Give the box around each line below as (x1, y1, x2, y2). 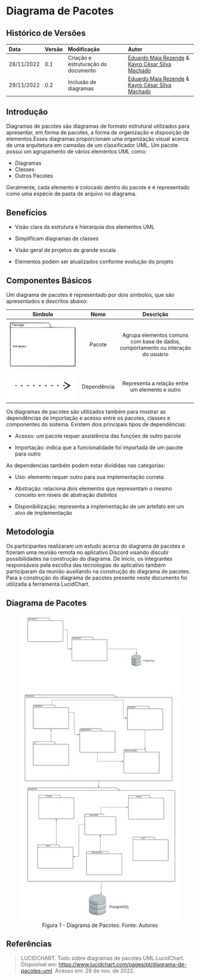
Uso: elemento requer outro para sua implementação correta (14, 474, 164, 481)
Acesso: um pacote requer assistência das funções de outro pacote (14, 432, 182, 440)
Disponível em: (20, 961, 58, 968)
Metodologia (6, 527, 55, 537)
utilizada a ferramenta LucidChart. (6, 580, 90, 588)
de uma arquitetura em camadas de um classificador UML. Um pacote (6, 142, 179, 149)
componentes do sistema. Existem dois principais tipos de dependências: (6, 421, 187, 428)
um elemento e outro (130, 386, 181, 394)
